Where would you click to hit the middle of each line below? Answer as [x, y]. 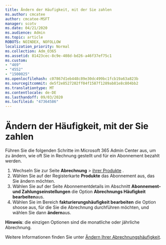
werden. [14, 161]
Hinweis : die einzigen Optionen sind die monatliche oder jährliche [72, 222]
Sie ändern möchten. [34, 181]
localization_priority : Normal [37, 47]
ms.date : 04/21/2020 [27, 28]
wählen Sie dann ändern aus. [42, 213]
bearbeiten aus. [28, 197]
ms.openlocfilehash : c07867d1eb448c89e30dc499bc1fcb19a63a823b [72, 79]
